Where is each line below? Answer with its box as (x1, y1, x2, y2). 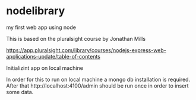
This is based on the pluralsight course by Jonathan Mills (6, 35, 146, 42)
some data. (6, 88, 34, 95)
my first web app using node (6, 24, 76, 31)
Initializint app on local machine (6, 64, 83, 72)
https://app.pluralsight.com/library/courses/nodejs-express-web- (6, 46, 166, 54)
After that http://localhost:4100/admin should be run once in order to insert (6, 82, 189, 89)
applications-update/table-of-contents (6, 53, 101, 60)
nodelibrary (6, 4, 65, 18)
